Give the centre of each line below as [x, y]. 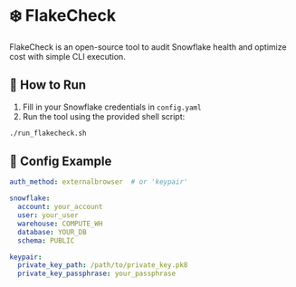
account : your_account [60, 207]
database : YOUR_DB [53, 232]
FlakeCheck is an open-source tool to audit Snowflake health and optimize [148, 47]
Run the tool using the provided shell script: [104, 116]
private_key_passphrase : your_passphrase [97, 274]
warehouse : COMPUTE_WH [60, 224]
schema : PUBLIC [46, 240]
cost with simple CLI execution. [68, 56]
